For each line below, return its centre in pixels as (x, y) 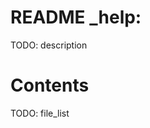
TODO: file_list (40, 113)
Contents (50, 85)
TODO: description (49, 45)
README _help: (76, 17)
